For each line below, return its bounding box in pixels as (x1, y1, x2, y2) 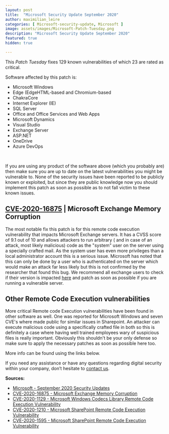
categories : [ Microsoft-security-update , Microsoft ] (5, 21, 123, 27)
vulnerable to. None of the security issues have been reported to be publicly (5, 174, 164, 180)
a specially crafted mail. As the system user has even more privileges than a (5, 247, 164, 254)
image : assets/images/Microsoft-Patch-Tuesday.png (5, 26, 114, 31)
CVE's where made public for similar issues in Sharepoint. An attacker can (5, 319, 160, 325)
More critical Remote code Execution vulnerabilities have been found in (5, 308, 154, 314)
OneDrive (12, 138, 33, 144)
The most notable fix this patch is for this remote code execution (5, 226, 140, 232)
